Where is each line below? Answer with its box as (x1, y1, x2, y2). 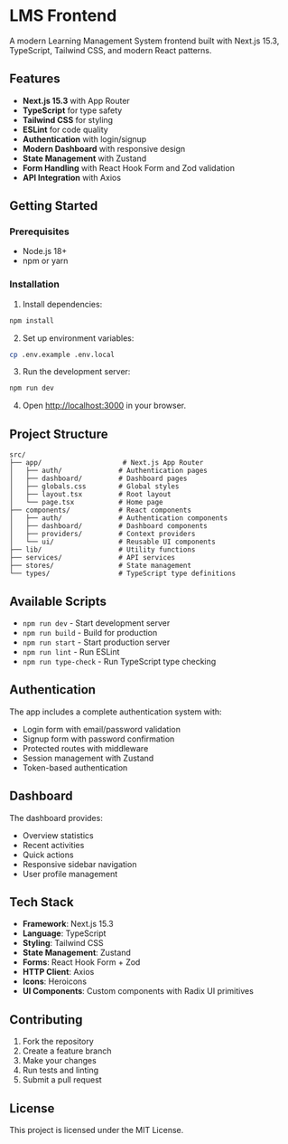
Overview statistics (22, 829, 94, 841)
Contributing (9, 1012, 83, 1027)
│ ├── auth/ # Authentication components (9, 514, 228, 523)
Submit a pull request (22, 1074, 102, 1085)
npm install (9, 316, 54, 326)
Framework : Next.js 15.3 (22, 919, 115, 930)
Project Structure (9, 426, 108, 441)
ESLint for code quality (22, 124, 108, 135)
